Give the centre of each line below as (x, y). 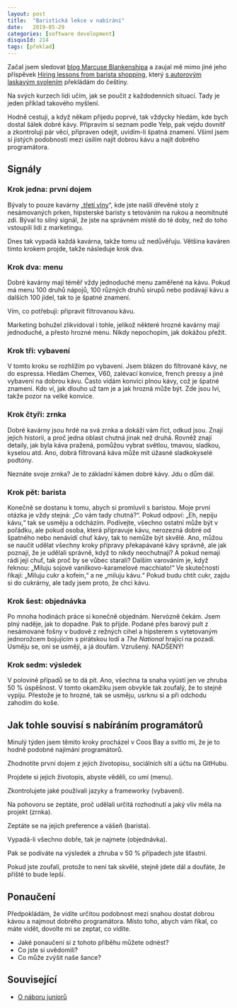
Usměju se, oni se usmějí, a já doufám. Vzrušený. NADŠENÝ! (96, 647)
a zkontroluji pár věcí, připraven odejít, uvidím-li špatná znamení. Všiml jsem (118, 132)
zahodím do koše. (33, 703)
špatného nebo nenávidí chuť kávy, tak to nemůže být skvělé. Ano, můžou (115, 537)
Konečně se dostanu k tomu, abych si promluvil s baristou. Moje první (109, 508)
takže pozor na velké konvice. (51, 396)
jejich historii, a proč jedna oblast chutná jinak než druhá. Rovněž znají (110, 437)
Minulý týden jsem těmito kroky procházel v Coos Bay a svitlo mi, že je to (114, 742)
